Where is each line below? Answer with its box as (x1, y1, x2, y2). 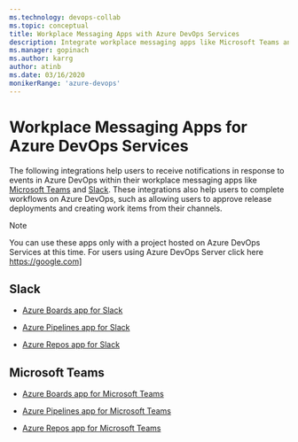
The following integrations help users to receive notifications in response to (9, 165, 286, 175)
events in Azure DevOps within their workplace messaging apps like (9, 174, 257, 185)
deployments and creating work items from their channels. (9, 203, 223, 213)
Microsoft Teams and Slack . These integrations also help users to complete (9, 183, 285, 195)
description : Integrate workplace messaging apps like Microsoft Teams (9, 37, 279, 47)
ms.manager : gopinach (9, 46, 90, 55)
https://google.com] (9, 256, 82, 267)
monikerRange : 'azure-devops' (9, 79, 122, 88)
